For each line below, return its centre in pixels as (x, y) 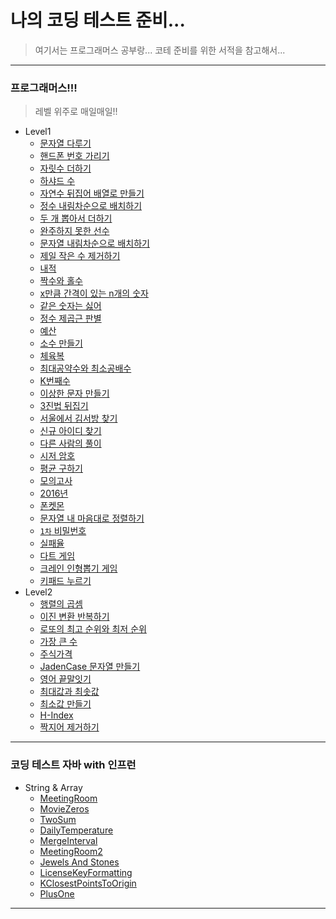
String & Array (53, 787)
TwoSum (58, 819)
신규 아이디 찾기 (70, 431)
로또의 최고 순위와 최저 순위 (93, 629)
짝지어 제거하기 (69, 727)
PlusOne (57, 893)
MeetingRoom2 (71, 851)
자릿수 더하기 (65, 168)
